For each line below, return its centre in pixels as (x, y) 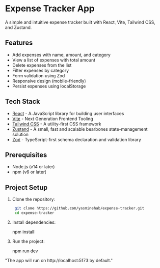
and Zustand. (18, 27)
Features (19, 43)
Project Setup (27, 187)
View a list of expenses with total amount (54, 60)
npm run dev (25, 251)
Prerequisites (26, 155)
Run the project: (28, 241)
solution (20, 134)
